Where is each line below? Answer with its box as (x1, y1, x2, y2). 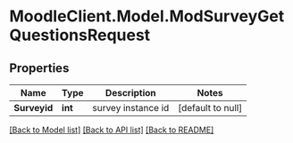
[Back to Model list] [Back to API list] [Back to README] (9, 124, 214, 135)
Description (105, 87, 156, 99)
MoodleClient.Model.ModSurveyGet (9, 6, 285, 27)
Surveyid (13, 102, 54, 114)
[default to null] (177, 102, 243, 114)
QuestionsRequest (9, 25, 151, 45)
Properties (9, 60, 70, 75)
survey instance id (92, 102, 170, 114)
